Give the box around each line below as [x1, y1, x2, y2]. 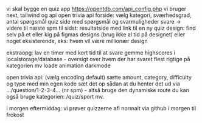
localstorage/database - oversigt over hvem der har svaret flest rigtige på [6, 56, 190, 62]
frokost [6, 111, 24, 118]
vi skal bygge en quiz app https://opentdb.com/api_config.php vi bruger [6, 5, 187, 12]
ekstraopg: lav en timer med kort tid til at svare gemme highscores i [6, 49, 175, 56]
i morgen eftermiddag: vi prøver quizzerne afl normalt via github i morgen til [6, 105, 197, 111]
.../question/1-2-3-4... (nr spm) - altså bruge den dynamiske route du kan [6, 87, 190, 93]
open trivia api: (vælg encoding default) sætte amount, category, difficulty [6, 74, 192, 81]
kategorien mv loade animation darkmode [6, 62, 111, 69]
